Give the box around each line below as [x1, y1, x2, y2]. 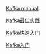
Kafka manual [6, 5, 39, 12]
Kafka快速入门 [6, 29, 40, 36]
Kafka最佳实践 [6, 17, 40, 24]
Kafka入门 [6, 42, 30, 48]
